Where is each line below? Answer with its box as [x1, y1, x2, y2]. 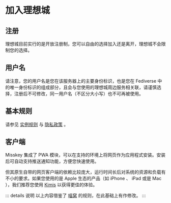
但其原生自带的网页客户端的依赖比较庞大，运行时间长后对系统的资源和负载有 [5, 169, 166, 175]
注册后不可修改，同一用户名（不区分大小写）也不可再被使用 [14, 90, 139, 96]
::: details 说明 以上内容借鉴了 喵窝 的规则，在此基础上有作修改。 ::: [5, 192, 146, 198]
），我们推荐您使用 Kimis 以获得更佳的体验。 [5, 182, 98, 188]
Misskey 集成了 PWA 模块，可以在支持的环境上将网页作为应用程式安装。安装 [5, 152, 166, 158]
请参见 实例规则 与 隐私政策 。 [5, 121, 69, 127]
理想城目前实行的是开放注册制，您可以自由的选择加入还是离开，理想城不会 [5, 41, 161, 47]
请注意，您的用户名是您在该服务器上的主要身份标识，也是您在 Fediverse [5, 78, 157, 84]
